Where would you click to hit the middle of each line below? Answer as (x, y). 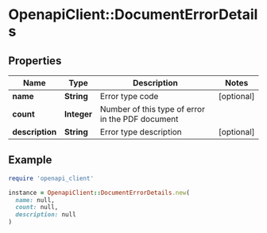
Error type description (141, 132)
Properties (35, 61)
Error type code (129, 96)
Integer (78, 114)
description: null (46, 215)
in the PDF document (139, 119)
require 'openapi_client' (51, 178)
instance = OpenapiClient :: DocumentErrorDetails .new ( (99, 193)
